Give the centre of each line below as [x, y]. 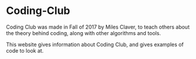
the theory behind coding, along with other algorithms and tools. [83, 33]
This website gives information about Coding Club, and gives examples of [95, 44]
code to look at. [25, 50]
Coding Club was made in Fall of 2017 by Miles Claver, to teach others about [98, 27]
